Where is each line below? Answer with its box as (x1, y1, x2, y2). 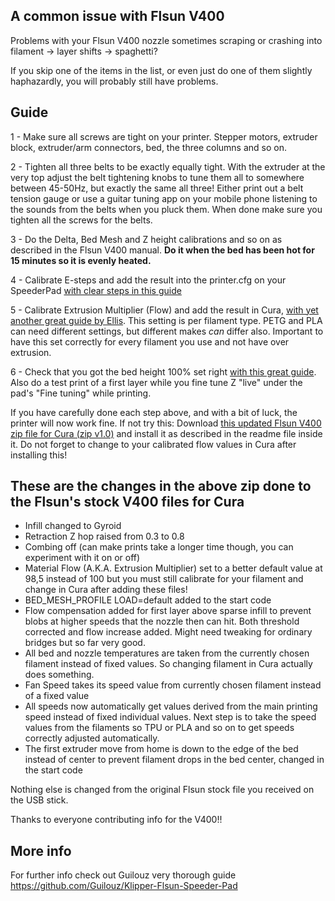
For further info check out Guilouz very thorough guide (10, 869, 237, 881)
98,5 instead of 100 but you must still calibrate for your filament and (24, 573, 304, 585)
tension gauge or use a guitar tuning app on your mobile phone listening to (10, 192, 318, 204)
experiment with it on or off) (24, 552, 141, 564)
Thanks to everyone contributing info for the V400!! (10, 814, 223, 826)
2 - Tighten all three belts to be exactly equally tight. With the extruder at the (10, 160, 326, 173)
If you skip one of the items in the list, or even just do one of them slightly (10, 64, 313, 76)
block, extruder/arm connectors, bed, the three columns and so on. (10, 141, 287, 153)
